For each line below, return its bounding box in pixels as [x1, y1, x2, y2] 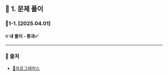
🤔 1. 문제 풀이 [5, 4, 43, 13]
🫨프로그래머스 [12, 65, 40, 71]
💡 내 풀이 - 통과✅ [5, 33, 38, 39]
